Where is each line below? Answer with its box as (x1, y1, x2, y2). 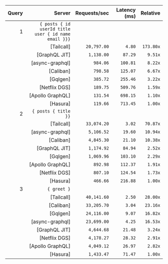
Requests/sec (75, 10, 109, 17)
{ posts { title (31, 108, 71, 114)
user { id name (34, 31, 71, 37)
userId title (39, 26, 71, 32)
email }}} (47, 36, 71, 42)
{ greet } (47, 186, 71, 192)
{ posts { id (39, 21, 71, 27)
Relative (140, 10, 160, 17)
